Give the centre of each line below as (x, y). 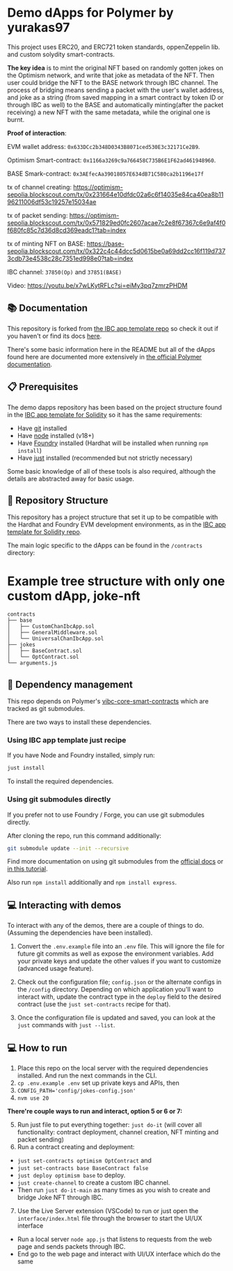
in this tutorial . (27, 869)
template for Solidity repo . (45, 532)
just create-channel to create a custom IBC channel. (94, 1183)
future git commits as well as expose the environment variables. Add (115, 954)
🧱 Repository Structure (58, 500)
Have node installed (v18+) (56, 435)
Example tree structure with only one (116, 581)
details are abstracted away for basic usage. (71, 478)
